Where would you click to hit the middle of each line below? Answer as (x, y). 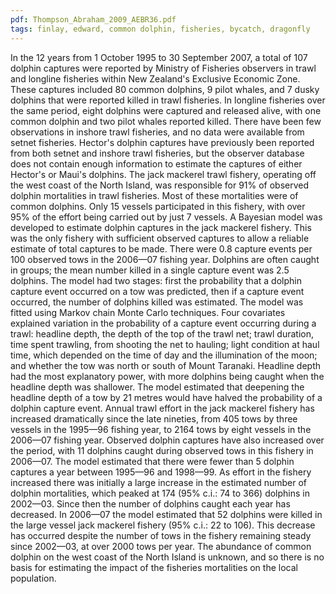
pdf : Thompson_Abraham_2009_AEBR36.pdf (93, 19)
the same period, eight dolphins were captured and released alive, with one (166, 110)
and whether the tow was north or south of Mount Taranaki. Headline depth (166, 365)
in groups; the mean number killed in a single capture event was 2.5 (150, 270)
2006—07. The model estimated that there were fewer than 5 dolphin (152, 461)
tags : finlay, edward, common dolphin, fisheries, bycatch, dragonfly (160, 29)
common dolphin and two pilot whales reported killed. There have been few (166, 121)
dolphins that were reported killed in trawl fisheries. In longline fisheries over (168, 100)
